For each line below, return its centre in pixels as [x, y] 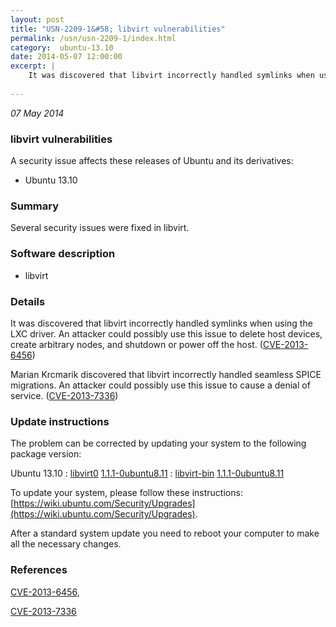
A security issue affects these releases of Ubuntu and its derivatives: [152, 161]
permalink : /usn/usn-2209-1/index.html [93, 38]
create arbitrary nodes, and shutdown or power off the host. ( [136, 344]
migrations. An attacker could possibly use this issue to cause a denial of [160, 385]
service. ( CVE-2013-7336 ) [64, 395]
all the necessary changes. [66, 544]
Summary [35, 206]
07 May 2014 [37, 113]
